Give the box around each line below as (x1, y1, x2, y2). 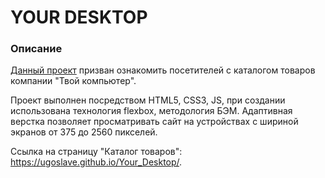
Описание (10, 42, 63, 56)
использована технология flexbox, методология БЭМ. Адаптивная (10, 105, 293, 117)
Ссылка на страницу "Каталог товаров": (10, 146, 183, 158)
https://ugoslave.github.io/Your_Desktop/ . (10, 156, 183, 168)
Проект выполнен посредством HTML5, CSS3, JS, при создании (10, 94, 286, 106)
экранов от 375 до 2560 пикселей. (10, 126, 158, 138)
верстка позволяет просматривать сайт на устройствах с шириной (10, 116, 299, 128)
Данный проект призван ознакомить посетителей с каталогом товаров (10, 64, 316, 76)
